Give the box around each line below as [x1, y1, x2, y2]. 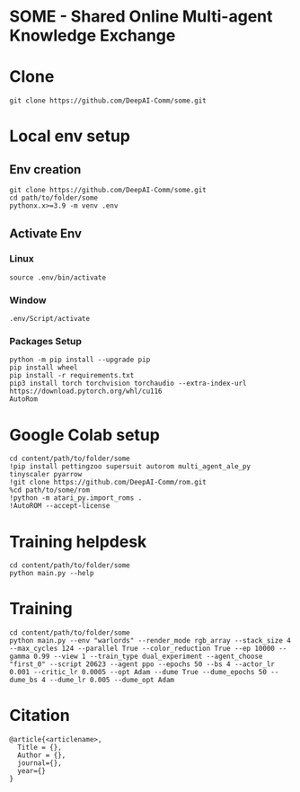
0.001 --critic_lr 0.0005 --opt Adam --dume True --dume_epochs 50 [9, 668, 268, 677]
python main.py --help [9, 569, 94, 578]
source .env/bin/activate [9, 272, 106, 282]
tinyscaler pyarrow [9, 470, 83, 479]
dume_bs [9, 676, 39, 685]
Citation [9, 706, 70, 725]
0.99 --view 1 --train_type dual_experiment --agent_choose [32, 652, 263, 662]
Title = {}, [17, 743, 63, 752]
